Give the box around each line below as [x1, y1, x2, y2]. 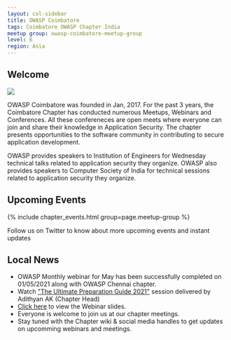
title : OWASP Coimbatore [7, 17, 80, 24]
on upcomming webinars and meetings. [17, 325, 132, 333]
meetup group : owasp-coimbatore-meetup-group [7, 29, 142, 37]
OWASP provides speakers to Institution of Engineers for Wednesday [7, 151, 206, 160]
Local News [7, 254, 59, 266]
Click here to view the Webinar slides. [17, 302, 127, 311]
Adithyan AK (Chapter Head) [17, 295, 100, 304]
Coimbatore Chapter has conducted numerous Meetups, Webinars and [7, 108, 212, 116]
